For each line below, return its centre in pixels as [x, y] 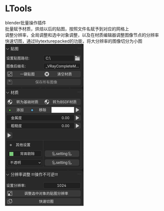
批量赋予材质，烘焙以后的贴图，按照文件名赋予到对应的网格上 [67, 29]
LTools [19, 9]
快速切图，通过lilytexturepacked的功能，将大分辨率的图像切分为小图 [74, 41]
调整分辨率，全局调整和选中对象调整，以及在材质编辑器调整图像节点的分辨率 [82, 35]
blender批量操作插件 [26, 23]
